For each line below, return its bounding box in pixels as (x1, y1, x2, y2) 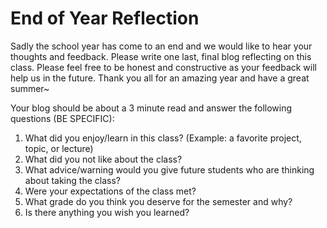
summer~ (10, 82, 50, 94)
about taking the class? (24, 174, 121, 186)
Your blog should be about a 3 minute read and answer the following (10, 102, 293, 114)
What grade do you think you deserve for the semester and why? (24, 195, 293, 207)
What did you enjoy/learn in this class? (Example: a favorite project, (24, 132, 302, 144)
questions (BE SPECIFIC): (10, 112, 115, 124)
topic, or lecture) (24, 142, 94, 154)
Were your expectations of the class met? (24, 185, 197, 197)
